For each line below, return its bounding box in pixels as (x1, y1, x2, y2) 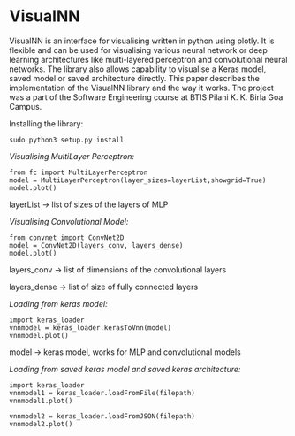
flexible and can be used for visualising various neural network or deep (9, 44, 268, 55)
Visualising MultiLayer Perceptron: (9, 150, 135, 161)
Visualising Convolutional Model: (9, 216, 129, 226)
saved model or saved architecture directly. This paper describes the (9, 73, 261, 83)
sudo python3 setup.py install (9, 135, 125, 144)
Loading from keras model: (9, 298, 108, 309)
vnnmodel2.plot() (9, 419, 73, 428)
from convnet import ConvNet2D (9, 233, 125, 242)
